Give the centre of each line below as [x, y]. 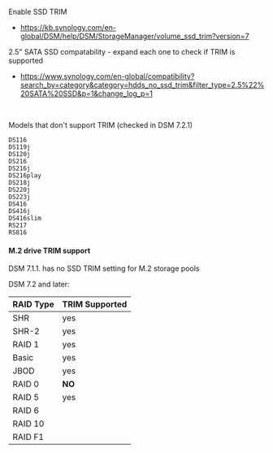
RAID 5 [26, 398]
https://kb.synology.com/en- [68, 27]
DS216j [19, 168]
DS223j [19, 197]
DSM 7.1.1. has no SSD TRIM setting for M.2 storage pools [104, 268]
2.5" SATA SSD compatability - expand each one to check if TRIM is [122, 52]
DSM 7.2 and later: [39, 285]
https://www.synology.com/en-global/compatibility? [107, 76]
